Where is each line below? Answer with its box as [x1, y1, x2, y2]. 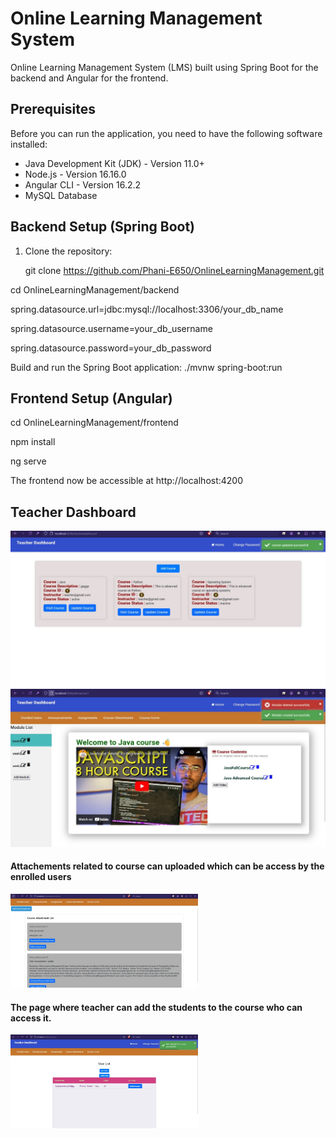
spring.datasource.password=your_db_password [10, 342, 212, 354]
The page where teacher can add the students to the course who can [10, 1001, 303, 1013]
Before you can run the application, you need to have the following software [10, 127, 323, 139]
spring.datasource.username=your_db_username [10, 322, 213, 334]
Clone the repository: [24, 245, 113, 257]
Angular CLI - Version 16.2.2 [24, 178, 142, 191]
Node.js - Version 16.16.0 [24, 168, 127, 180]
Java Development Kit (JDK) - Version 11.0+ [24, 157, 205, 169]
